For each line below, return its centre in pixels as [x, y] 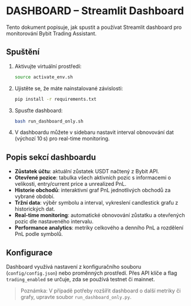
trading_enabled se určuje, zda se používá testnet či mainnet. [81, 279]
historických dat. [35, 209]
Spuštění [23, 52]
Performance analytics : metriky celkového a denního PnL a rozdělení [99, 228]
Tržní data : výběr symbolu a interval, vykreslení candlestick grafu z [96, 203]
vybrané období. [34, 196]
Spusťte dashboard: [38, 110]
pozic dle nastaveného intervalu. [54, 222]
